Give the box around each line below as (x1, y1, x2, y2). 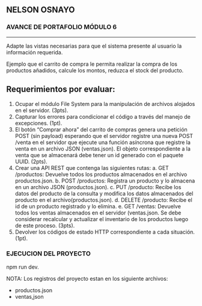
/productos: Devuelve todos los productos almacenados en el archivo (14, 170, 188, 178)
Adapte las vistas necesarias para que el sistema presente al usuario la (6, 42, 182, 49)
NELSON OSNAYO (6, 5, 75, 15)
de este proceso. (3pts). (14, 222, 75, 229)
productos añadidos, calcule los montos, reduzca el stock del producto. (6, 66, 184, 74)
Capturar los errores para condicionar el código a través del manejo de (14, 113, 191, 120)
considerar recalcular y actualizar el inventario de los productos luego (14, 215, 188, 222)
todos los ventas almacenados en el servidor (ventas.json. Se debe (14, 209, 182, 216)
